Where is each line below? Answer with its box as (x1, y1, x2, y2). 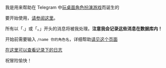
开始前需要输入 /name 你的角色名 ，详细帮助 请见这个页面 (5, 36, 118, 42)
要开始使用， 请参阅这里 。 (5, 15, 58, 21)
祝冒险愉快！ (5, 57, 32, 63)
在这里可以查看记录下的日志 (5, 47, 63, 52)
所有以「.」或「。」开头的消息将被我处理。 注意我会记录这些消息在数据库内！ (5, 25, 163, 31)
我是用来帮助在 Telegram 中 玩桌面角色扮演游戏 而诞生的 (5, 4, 119, 10)
